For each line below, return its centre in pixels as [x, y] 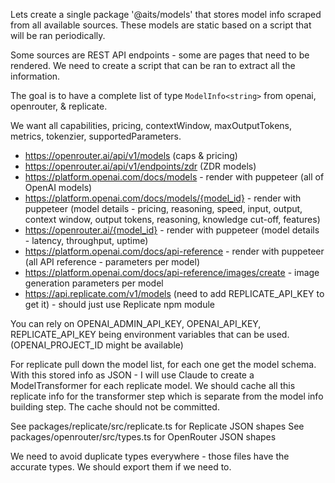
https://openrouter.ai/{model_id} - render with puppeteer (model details [172, 230]
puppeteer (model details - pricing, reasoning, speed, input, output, [163, 208]
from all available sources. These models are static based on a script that [161, 25]
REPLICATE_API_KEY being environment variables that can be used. [150, 334]
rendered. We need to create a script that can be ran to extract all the [153, 65]
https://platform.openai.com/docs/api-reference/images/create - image [172, 272]
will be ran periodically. [58, 35]
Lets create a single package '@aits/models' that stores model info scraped [166, 14]
